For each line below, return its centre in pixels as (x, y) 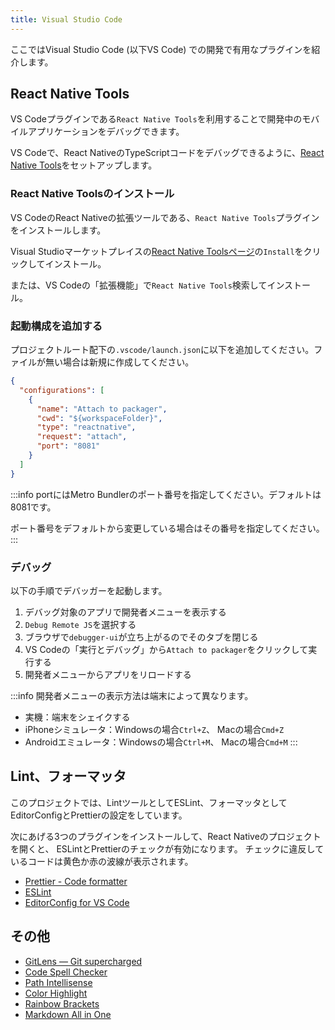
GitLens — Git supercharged (83, 961)
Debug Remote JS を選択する (80, 624)
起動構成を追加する (56, 326)
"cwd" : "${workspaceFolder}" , (99, 418)
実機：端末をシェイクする (77, 717)
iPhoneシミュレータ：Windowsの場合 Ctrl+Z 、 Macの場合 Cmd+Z (154, 729)
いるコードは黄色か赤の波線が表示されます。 (102, 861)
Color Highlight (56, 993)
